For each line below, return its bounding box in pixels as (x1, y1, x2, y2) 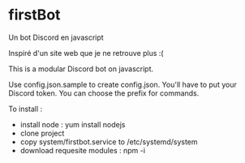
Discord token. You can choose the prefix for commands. (8, 88, 200, 98)
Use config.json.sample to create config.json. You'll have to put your (8, 79, 237, 89)
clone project (19, 128, 65, 138)
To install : (8, 104, 43, 114)
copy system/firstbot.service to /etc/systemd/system (19, 136, 198, 147)
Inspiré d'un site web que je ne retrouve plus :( (8, 48, 164, 58)
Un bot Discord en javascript (8, 32, 104, 42)
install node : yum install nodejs (19, 119, 126, 129)
